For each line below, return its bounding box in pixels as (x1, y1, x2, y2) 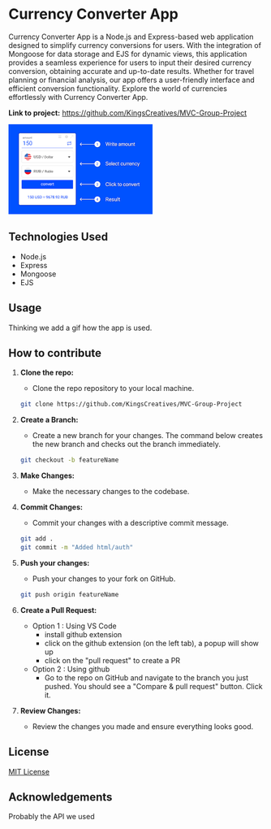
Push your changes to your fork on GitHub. (32, 574, 176, 584)
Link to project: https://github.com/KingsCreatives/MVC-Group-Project (8, 107, 247, 118)
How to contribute (8, 346, 102, 360)
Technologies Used (8, 230, 108, 244)
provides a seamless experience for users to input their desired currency (8, 58, 252, 67)
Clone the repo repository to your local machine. (32, 384, 195, 393)
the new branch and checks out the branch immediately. (32, 440, 221, 449)
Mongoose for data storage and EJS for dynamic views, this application (8, 49, 247, 59)
